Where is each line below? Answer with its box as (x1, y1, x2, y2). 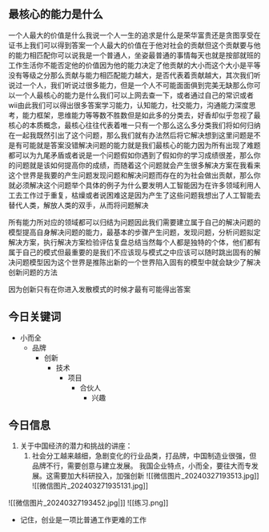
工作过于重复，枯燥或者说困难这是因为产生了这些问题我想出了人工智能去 (22, 190, 261, 200)
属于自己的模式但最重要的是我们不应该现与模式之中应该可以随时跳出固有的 (8, 247, 254, 257)
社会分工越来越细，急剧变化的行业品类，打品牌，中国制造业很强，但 (31, 451, 257, 461)
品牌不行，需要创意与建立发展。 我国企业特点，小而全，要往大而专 (31, 461, 252, 470)
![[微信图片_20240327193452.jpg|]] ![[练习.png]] (8, 498, 169, 508)
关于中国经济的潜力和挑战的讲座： (19, 441, 133, 450)
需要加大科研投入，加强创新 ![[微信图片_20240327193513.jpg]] (53, 471, 259, 481)
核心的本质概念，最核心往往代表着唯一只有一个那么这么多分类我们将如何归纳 (8, 120, 261, 130)
